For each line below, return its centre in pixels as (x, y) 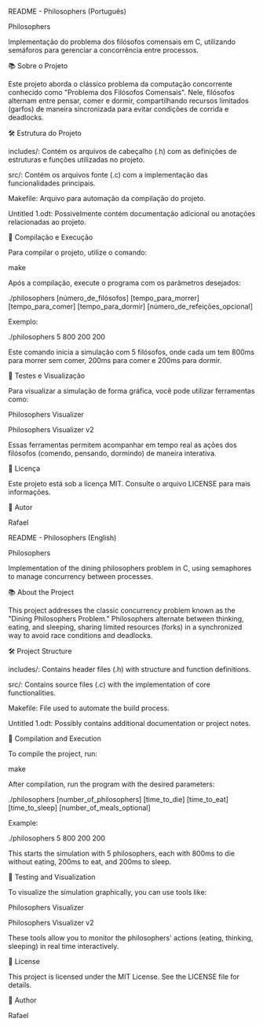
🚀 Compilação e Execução (51, 237)
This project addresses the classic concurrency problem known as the (122, 610)
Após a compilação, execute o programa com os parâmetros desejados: (124, 283)
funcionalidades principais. (52, 183)
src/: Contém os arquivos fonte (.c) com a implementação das (108, 175)
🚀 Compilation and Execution (55, 738)
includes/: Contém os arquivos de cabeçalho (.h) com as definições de (122, 151)
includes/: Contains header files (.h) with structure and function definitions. (130, 669)
